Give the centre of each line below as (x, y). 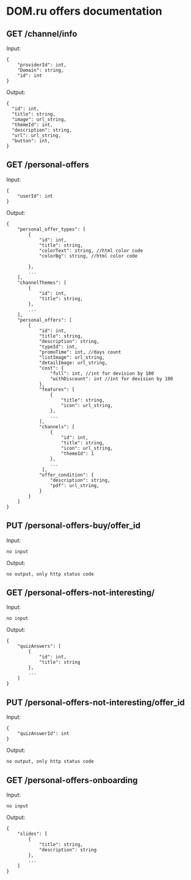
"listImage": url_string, (72, 357)
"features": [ (57, 389)
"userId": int (35, 196)
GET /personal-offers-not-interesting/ (81, 593)
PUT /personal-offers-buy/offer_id (74, 526)
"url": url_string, (37, 135)
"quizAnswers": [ (39, 646)
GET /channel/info (42, 34)
